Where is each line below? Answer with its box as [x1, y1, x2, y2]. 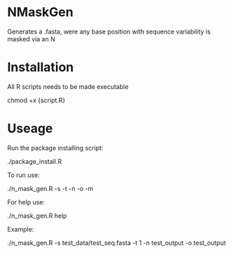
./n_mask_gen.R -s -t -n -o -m [7, 184, 94, 192]
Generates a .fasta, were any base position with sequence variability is [7, 27, 211, 36]
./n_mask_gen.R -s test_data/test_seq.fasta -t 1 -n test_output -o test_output [7, 239, 226, 247]
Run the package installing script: [7, 143, 104, 152]
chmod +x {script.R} [7, 96, 66, 104]
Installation [7, 59, 74, 76]
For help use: [7, 197, 45, 206]
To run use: [7, 171, 40, 179]
